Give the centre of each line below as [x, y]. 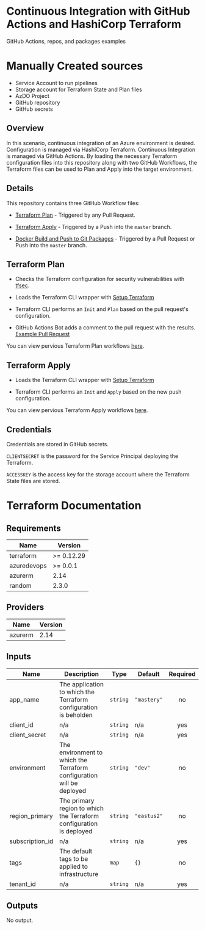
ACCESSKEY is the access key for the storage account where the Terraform [98, 474]
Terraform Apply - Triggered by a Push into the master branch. [93, 227]
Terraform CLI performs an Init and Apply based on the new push [98, 392]
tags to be [74, 858]
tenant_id [23, 884]
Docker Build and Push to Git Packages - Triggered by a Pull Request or [105, 238]
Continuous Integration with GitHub [98, 11]
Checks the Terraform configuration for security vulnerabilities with [100, 279]
